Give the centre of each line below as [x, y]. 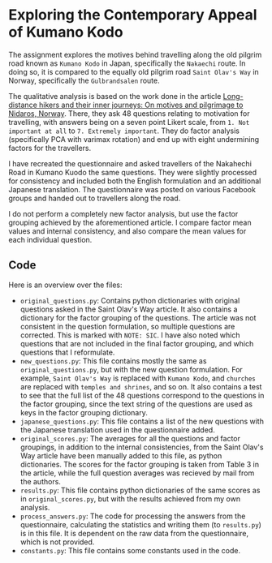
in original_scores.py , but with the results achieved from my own [130, 499]
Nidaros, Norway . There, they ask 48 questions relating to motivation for [129, 113]
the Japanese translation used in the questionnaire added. [117, 430]
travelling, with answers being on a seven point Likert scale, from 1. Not [129, 122]
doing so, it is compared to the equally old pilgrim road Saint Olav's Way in [134, 71]
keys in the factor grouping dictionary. [84, 412]
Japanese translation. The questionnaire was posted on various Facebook [132, 189]
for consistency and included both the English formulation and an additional [135, 181]
